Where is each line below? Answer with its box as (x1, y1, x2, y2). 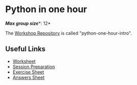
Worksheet (12, 58, 36, 64)
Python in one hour (5, 4, 87, 15)
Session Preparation (12, 63, 55, 69)
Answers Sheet (12, 74, 45, 80)
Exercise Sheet (12, 69, 44, 75)
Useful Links (5, 45, 46, 54)
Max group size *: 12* (5, 20, 51, 26)
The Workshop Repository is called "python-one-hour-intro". (5, 30, 132, 36)
